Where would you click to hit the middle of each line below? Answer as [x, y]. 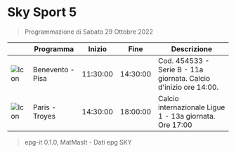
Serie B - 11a [181, 69]
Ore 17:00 [175, 125]
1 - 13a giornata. [186, 116]
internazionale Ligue [191, 107]
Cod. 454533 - [184, 60]
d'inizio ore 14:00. [188, 87]
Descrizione [192, 48]
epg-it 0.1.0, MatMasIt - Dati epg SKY [78, 142]
